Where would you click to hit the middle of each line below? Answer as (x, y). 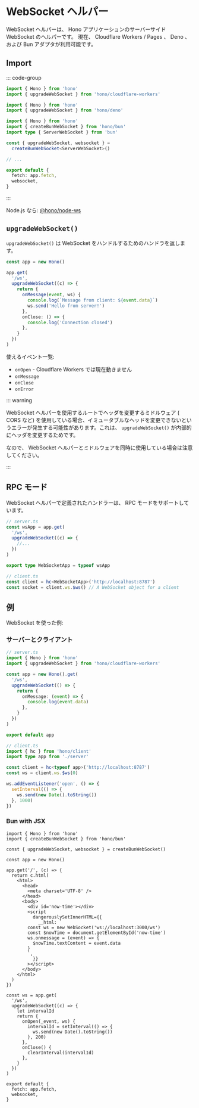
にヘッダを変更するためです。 (42, 434)
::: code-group (24, 77)
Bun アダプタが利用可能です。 (60, 44)
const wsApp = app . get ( (36, 527)
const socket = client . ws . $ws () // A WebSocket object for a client (93, 587)
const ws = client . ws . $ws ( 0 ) (42, 773)
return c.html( (30, 875)
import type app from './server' (48, 757)
